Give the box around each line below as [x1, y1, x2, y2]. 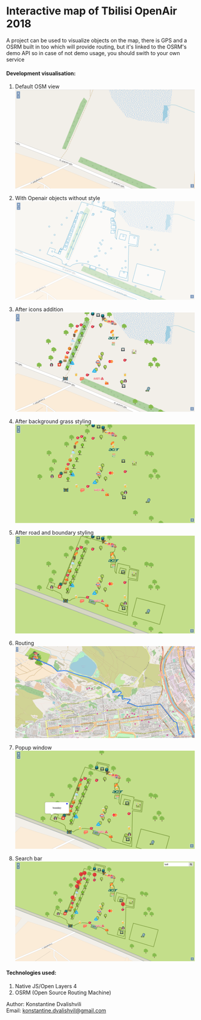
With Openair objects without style [14, 194, 100, 201]
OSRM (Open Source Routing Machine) [14, 989, 112, 996]
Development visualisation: [6, 70, 76, 77]
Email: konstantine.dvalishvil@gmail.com [6, 1007, 106, 1014]
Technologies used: [6, 969, 57, 976]
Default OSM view [14, 83, 60, 90]
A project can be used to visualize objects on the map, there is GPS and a [6, 37, 187, 44]
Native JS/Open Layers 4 [14, 983, 77, 990]
